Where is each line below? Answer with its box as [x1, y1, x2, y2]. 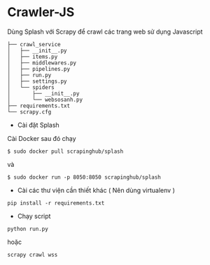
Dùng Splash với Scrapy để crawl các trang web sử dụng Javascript [7, 27, 203, 36]
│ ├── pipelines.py [7, 65, 71, 72]
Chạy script [17, 212, 51, 220]
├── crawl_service [7, 41, 61, 48]
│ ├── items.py [7, 53, 58, 60]
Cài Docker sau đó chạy [7, 134, 76, 142]
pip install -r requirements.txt [7, 199, 105, 207]
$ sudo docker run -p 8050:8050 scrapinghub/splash [7, 173, 161, 181]
